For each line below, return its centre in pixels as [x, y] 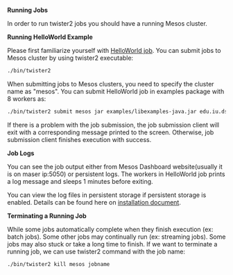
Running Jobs [28, 10]
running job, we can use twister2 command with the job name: [96, 251]
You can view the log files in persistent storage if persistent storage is [107, 195]
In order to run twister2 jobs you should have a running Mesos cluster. [107, 23]
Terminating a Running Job [47, 216]
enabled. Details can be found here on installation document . [94, 202]
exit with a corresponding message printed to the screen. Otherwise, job [111, 132]
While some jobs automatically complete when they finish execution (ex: [110, 229]
